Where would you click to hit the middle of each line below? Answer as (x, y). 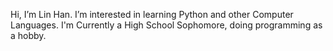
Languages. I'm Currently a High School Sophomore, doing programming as (166, 25)
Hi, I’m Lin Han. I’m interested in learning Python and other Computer (152, 14)
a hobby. (28, 35)
